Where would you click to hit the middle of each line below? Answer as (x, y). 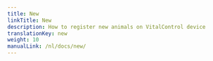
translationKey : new (38, 33)
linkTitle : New (30, 20)
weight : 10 (23, 40)
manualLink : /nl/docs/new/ (47, 46)
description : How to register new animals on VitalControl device (106, 27)
